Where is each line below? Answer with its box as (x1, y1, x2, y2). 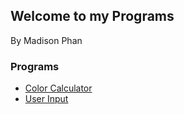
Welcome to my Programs (10, 8, 175, 25)
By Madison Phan (10, 34, 83, 46)
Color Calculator (24, 82, 93, 94)
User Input (24, 93, 69, 105)
